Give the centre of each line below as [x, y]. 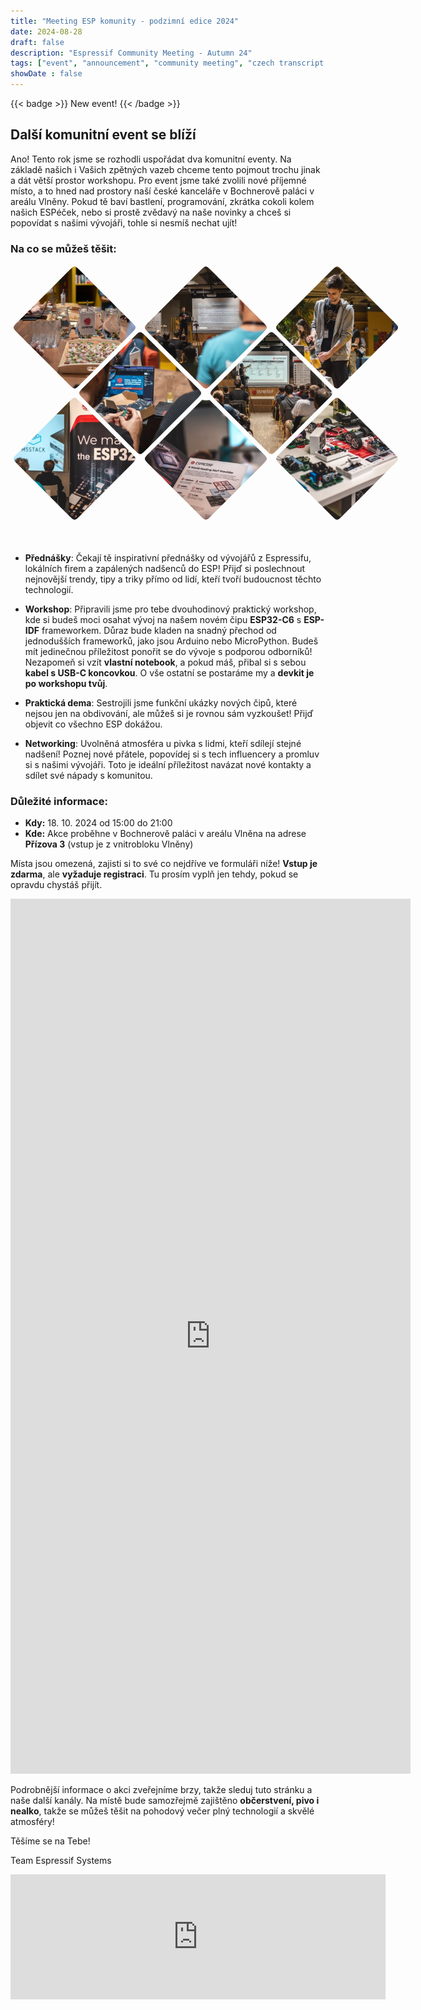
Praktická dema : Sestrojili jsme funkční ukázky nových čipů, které [161, 703]
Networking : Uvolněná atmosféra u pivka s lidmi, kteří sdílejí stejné [163, 744]
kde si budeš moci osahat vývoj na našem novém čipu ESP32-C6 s [163, 620]
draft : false [37, 42]
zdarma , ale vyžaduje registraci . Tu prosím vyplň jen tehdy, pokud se [154, 874]
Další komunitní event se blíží [103, 135]
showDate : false [46, 74]
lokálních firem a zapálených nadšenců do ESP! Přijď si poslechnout [165, 569]
